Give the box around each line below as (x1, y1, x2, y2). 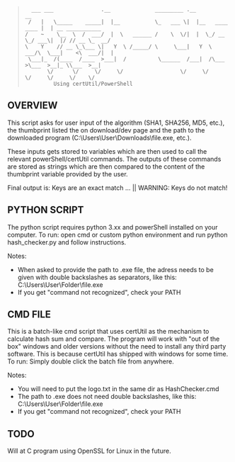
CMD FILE (7, 308, 52, 321)
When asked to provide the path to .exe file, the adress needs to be (17, 265, 214, 274)
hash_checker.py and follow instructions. (7, 237, 127, 247)
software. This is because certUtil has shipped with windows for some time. (7, 350, 229, 359)
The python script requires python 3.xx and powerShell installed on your (7, 222, 218, 231)
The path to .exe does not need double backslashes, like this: (17, 393, 197, 401)
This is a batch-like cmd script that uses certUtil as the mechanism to (7, 327, 210, 336)
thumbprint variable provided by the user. (7, 169, 129, 178)
